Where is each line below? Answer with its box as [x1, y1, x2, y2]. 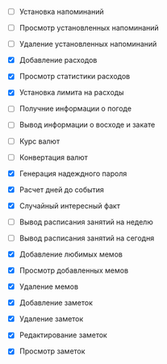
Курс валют [19, 136, 61, 146]
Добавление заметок [19, 298, 94, 308]
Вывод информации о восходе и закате [19, 120, 156, 130]
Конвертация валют [19, 153, 88, 162]
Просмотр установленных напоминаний [19, 23, 159, 33]
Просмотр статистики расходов [19, 72, 131, 82]
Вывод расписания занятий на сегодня [19, 233, 155, 243]
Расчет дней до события [19, 185, 104, 195]
